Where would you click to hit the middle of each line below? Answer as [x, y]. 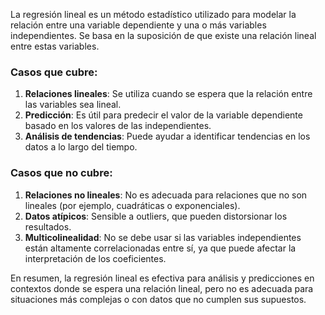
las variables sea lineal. [73, 105]
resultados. [48, 226]
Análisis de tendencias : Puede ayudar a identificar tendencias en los [167, 136]
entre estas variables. [55, 46]
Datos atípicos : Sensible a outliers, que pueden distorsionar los [156, 216]
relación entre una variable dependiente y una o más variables [138, 25]
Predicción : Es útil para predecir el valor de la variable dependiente [163, 115]
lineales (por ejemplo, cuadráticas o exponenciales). [132, 205]
